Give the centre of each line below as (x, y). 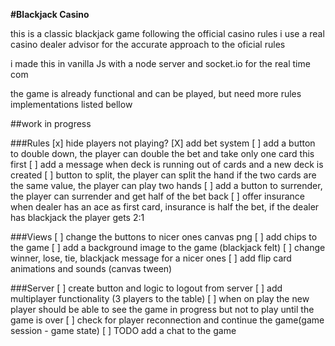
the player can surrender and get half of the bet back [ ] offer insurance (157, 196)
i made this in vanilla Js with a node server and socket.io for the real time (160, 63)
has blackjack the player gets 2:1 (77, 217)
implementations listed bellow (71, 104)
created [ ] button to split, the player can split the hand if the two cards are (163, 175)
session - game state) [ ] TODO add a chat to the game (123, 330)
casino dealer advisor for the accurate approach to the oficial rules (148, 44)
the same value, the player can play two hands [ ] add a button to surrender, (166, 185)
